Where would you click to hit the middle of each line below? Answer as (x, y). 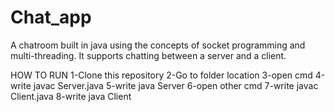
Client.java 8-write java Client (71, 96)
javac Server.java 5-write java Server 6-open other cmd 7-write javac (176, 85)
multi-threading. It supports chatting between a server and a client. (148, 55)
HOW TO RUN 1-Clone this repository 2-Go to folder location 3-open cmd (161, 75)
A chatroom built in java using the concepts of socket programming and (158, 45)
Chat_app (51, 17)
